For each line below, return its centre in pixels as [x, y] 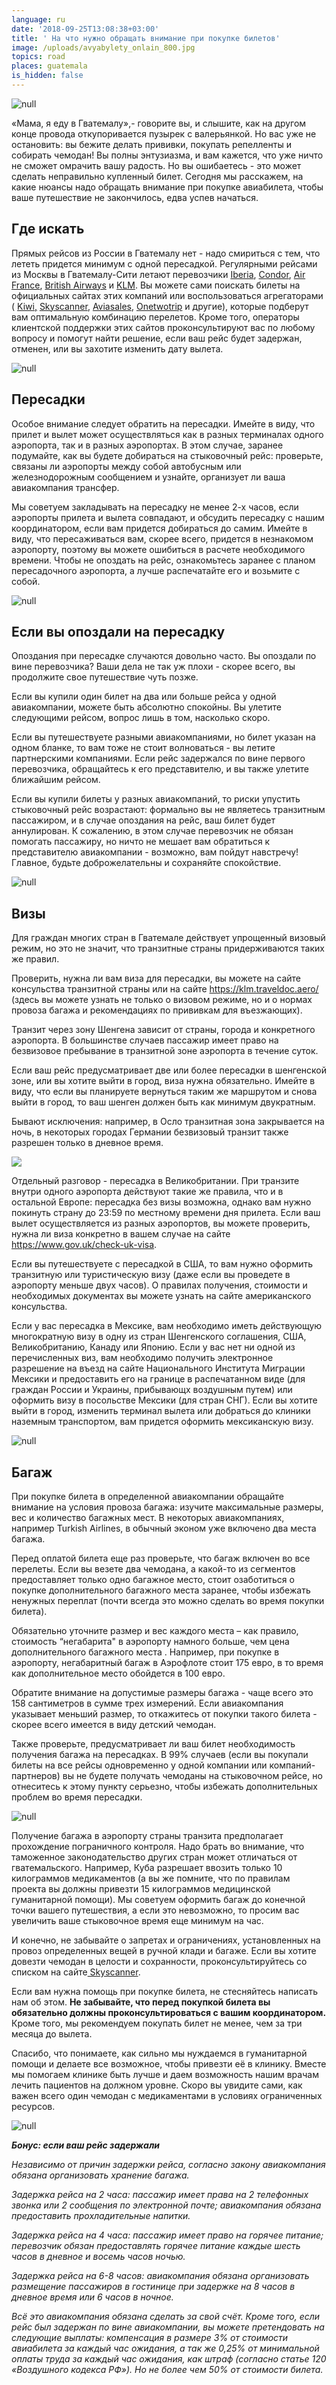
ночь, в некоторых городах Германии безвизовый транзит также [150, 1132]
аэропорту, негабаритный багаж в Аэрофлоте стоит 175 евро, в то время [167, 1662]
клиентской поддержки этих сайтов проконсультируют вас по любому [163, 327]
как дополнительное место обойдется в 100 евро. [118, 1673]
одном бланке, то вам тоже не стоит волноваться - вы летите [143, 748]
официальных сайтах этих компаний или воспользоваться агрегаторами [167, 295]
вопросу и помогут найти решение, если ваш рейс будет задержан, [157, 338]
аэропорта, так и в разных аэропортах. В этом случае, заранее [147, 445]
